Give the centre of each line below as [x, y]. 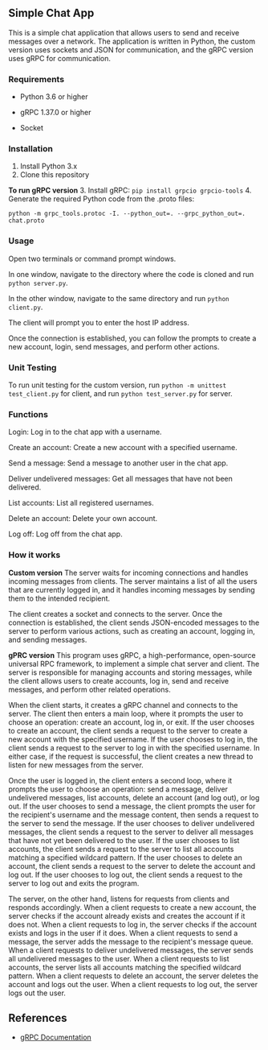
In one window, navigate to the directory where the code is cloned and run [131, 274]
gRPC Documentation [56, 1037]
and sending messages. [48, 639]
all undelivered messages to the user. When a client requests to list [119, 958]
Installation [31, 149]
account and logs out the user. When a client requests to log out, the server [133, 984]
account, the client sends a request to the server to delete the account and [132, 866]
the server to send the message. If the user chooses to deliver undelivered [132, 823]
